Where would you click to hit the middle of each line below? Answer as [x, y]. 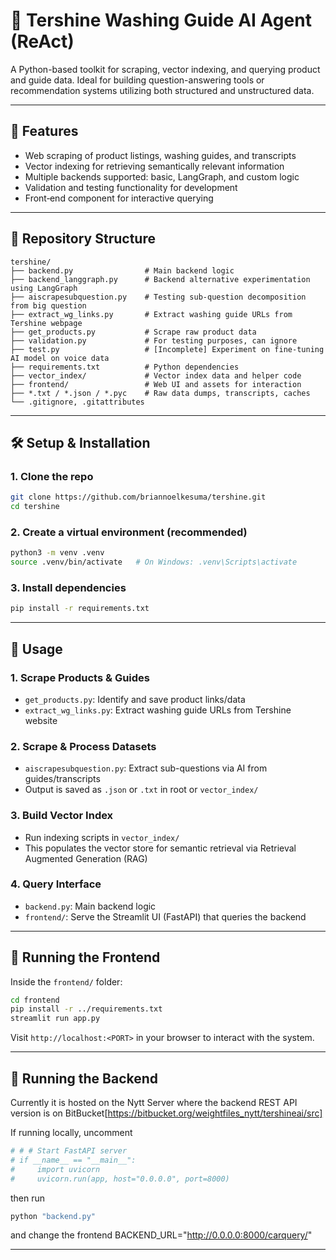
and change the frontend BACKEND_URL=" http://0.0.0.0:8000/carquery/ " [161, 1235]
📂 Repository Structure [83, 239]
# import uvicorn [55, 1169]
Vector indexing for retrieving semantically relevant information [154, 166]
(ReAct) [42, 41]
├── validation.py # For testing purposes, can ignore [154, 340]
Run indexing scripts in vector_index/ [102, 837]
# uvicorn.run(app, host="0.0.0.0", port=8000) [120, 1179]
